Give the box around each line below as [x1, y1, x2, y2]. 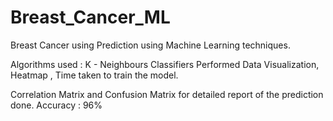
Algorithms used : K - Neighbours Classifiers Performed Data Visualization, [10, 58, 320, 70]
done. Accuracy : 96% [10, 99, 103, 111]
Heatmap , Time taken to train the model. [10, 69, 179, 81]
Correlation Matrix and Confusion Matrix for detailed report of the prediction [10, 88, 324, 100]
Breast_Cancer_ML [10, 6, 171, 29]
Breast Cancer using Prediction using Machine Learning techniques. [10, 39, 291, 51]
